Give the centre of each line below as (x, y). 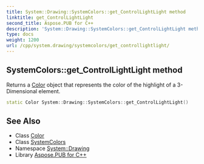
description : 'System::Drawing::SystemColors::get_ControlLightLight (96, 29)
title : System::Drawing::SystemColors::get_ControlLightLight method (96, 12)
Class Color (29, 136)
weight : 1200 (23, 40)
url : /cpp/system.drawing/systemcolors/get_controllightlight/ (88, 46)
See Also (23, 121)
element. (49, 91)
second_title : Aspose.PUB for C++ (50, 23)
